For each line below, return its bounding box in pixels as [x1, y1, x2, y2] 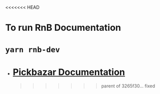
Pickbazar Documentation [12, 66, 125, 78]
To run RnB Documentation [5, 22, 121, 33]
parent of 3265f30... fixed [101, 83, 155, 89]
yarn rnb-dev [5, 45, 60, 55]
